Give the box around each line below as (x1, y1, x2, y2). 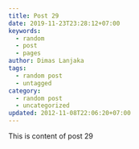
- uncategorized (15, 101, 70, 110)
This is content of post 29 (8, 131, 94, 141)
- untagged (15, 79, 52, 87)
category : (8, 86, 42, 95)
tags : (8, 64, 27, 72)
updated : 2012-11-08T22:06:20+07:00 (8, 110, 131, 118)
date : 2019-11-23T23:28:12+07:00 (8, 19, 121, 27)
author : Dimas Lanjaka (8, 57, 84, 65)
